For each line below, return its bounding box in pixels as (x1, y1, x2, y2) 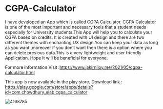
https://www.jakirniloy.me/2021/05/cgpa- (59, 64, 143, 70)
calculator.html (5, 69, 35, 75)
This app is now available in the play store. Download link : (5, 78, 122, 85)
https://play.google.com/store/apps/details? (5, 84, 94, 90)
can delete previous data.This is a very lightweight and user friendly (5, 49, 142, 56)
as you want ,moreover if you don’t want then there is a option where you (5, 45, 152, 50)
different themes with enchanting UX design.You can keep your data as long (5, 39, 159, 45)
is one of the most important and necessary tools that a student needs (5, 24, 146, 30)
